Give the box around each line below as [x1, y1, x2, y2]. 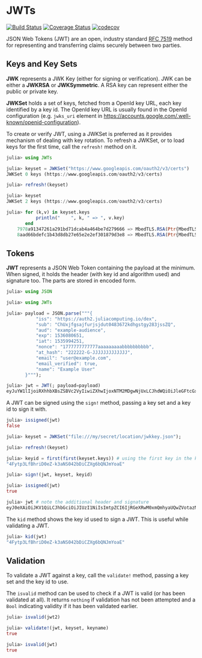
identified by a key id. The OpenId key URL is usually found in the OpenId [6, 106, 188, 113]
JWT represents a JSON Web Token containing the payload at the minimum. [6, 264, 195, 271]
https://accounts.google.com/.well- [103, 112, 191, 119]
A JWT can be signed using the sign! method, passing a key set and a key [6, 399, 191, 407]
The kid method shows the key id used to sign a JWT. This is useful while [6, 515, 189, 523]
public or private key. [6, 88, 58, 95]
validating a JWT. [6, 521, 49, 529]
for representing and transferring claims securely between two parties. [6, 42, 182, 49]
